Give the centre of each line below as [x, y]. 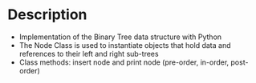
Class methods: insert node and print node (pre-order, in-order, [124, 62]
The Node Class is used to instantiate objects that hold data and [125, 45]
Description [47, 15]
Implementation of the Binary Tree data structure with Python [120, 37]
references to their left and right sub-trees [89, 53]
